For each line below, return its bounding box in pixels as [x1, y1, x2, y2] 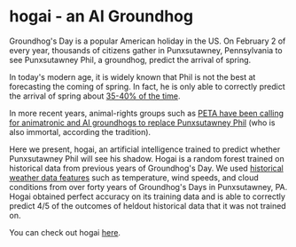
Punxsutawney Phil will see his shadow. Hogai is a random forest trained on [9, 153, 285, 163]
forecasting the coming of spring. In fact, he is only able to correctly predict [9, 81, 285, 92]
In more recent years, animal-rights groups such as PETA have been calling [9, 108, 284, 118]
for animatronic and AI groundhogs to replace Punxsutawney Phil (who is [9, 117, 276, 128]
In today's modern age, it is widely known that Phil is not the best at [9, 71, 256, 82]
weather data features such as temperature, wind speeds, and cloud [9, 171, 259, 183]
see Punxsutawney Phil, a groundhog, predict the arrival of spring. [9, 54, 252, 65]
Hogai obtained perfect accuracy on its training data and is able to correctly [9, 191, 286, 202]
